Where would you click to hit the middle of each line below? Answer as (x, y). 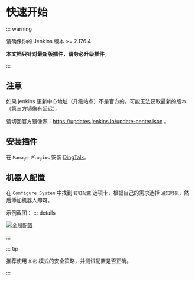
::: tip (12, 249)
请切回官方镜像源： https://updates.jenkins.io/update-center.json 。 (88, 121)
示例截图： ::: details (31, 213)
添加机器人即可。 (32, 200)
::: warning (19, 29)
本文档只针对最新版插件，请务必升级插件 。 (58, 53)
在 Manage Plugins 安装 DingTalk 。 (48, 157)
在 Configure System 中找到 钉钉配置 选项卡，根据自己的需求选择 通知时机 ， (95, 193)
